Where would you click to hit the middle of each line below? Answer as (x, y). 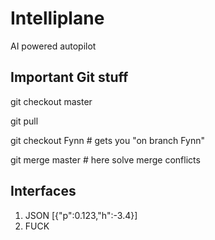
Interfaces (43, 191)
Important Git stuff (69, 77)
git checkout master (51, 101)
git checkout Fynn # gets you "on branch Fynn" (107, 140)
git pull (24, 121)
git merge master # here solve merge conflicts (105, 159)
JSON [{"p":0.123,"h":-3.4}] (81, 215)
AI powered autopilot (53, 46)
